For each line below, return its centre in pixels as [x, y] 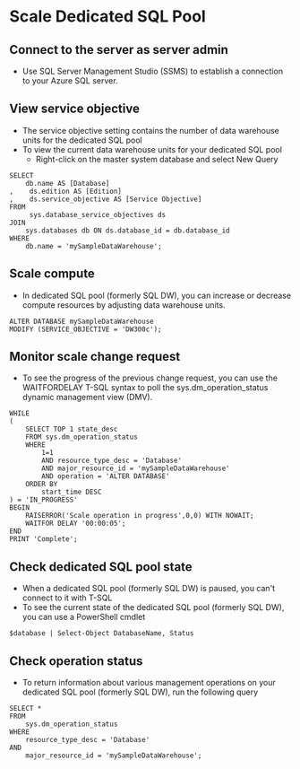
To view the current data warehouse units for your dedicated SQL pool [152, 149]
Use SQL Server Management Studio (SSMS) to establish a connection [153, 71]
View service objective [75, 109]
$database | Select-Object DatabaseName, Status [102, 634]
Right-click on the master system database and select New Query [157, 159]
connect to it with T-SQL [67, 598]
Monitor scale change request [95, 357]
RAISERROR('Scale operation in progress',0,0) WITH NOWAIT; [140, 516]
